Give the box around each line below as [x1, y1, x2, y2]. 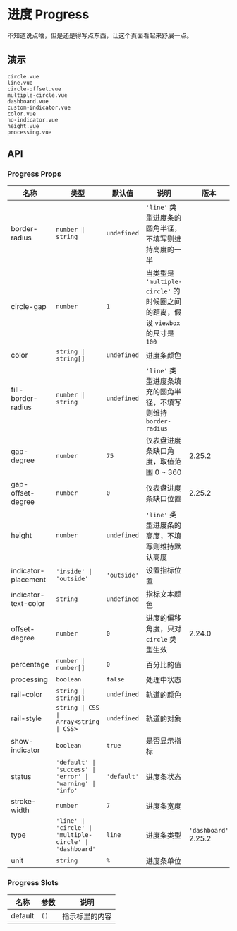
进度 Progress [7, 6, 90, 23]
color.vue [7, 110, 37, 117]
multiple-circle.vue [7, 91, 68, 99]
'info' [56, 787, 78, 795]
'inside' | [56, 568, 93, 576]
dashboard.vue [7, 98, 49, 105]
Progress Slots [7, 878, 59, 888]
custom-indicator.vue [7, 104, 71, 111]
